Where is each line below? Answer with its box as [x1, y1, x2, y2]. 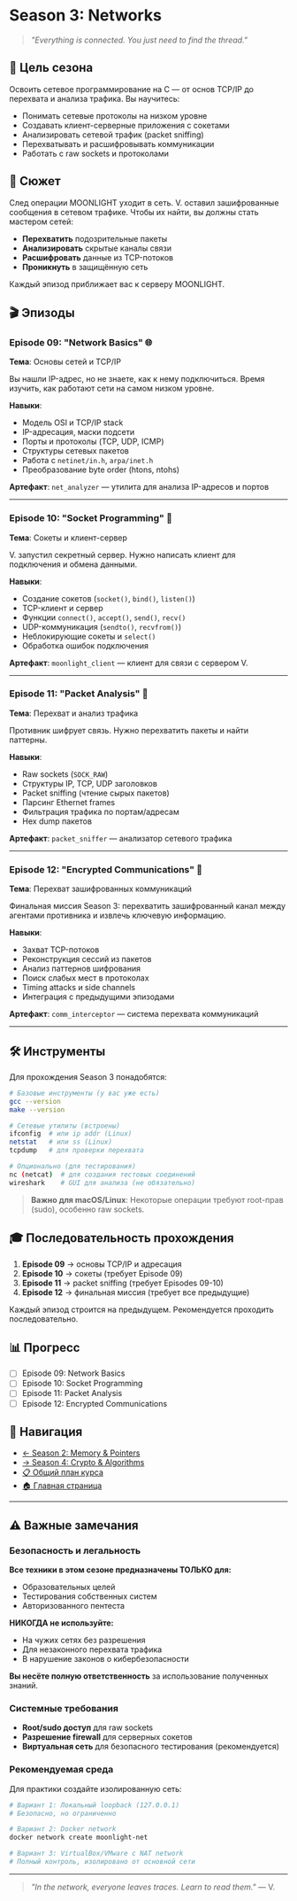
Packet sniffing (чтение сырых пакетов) [21, 788, 170, 798]
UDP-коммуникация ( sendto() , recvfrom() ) [21, 621, 182, 632]
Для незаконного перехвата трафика [21, 1644, 163, 1655]
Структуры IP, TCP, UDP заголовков [21, 778, 157, 788]
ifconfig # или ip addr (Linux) [9, 1129, 133, 1138]
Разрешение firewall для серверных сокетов [21, 1732, 193, 1742]
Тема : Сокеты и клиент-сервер [9, 532, 128, 543]
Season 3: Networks [9, 5, 162, 26]
